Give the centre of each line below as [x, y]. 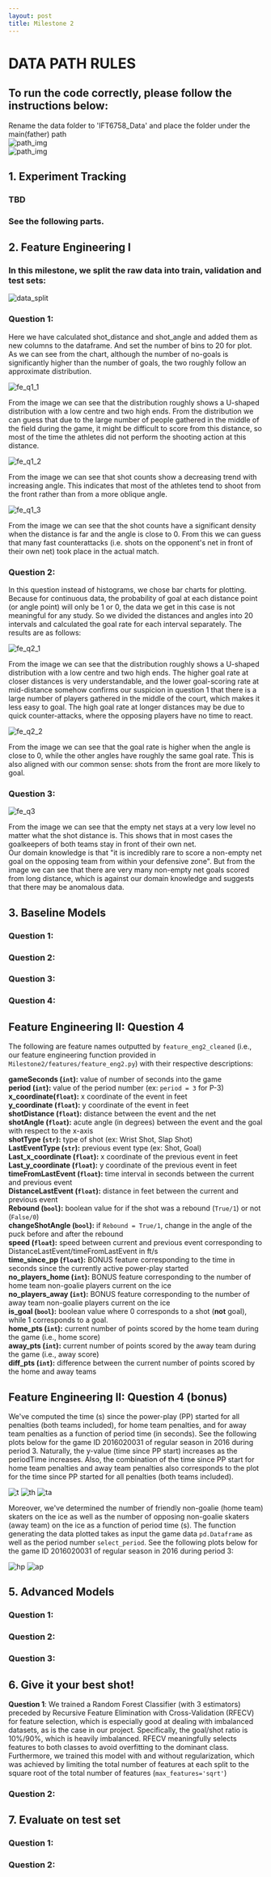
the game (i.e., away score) [54, 1354]
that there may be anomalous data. [66, 888]
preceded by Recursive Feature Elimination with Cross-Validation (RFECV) [131, 1713]
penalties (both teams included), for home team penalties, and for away [127, 1426]
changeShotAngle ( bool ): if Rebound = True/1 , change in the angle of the [130, 1226]
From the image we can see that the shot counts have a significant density [132, 525]
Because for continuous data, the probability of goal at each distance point [133, 599]
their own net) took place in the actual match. [84, 551]
